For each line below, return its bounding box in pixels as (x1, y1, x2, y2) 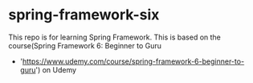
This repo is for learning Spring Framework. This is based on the (8, 32, 221, 42)
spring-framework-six (8, 6, 160, 24)
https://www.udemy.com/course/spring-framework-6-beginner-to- (22, 56, 245, 66)
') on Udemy (35, 64, 77, 74)
